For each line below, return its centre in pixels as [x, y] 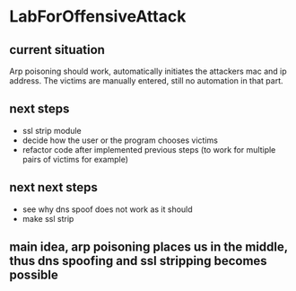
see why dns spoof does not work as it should [107, 209]
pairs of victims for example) [75, 159]
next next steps [54, 187]
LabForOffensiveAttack [98, 17]
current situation [57, 50]
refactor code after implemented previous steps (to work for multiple [149, 149]
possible [34, 275]
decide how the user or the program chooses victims [120, 140]
